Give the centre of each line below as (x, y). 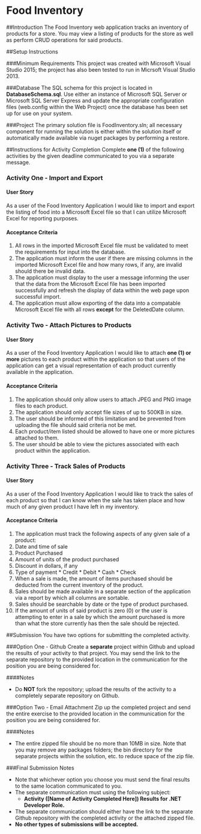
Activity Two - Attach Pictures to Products (69, 325)
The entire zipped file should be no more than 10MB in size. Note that (100, 743)
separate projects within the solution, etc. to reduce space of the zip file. (105, 756)
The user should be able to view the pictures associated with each (97, 444)
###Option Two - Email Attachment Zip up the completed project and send (98, 707)
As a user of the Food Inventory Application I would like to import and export (100, 206)
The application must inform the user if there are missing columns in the (104, 258)
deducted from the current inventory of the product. (79, 585)
